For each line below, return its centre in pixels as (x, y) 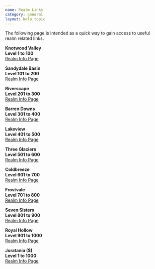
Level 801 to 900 (23, 215)
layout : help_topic (25, 19)
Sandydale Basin (23, 68)
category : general (24, 14)
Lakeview (15, 129)
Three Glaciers (21, 149)
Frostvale (15, 190)
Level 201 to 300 (23, 94)
